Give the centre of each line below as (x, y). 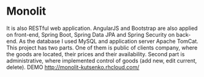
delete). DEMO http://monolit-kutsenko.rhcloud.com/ (73, 67)
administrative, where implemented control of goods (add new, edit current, (102, 61)
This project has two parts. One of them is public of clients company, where (102, 48)
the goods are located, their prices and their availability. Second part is (96, 54)
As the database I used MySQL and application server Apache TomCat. (108, 41)
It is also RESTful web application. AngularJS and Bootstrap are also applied (102, 28)
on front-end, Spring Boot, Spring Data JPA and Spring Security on (91, 34)
